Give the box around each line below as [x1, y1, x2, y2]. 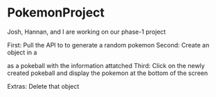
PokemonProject [7, 5, 105, 21]
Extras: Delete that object [7, 82, 80, 90]
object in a [7, 48, 37, 56]
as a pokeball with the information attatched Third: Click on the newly [7, 61, 206, 69]
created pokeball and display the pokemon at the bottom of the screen [7, 69, 208, 77]
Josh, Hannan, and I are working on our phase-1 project [7, 28, 166, 36]
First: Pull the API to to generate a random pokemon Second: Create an [7, 41, 210, 49]
